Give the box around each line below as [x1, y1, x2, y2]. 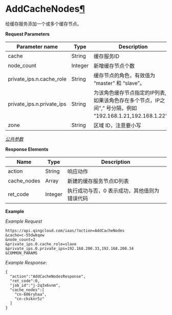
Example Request [5, 218, 42, 224]
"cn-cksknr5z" [14, 296, 45, 301]
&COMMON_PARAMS [5, 250, 38, 256]
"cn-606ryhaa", [14, 291, 47, 297]
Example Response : [5, 259, 47, 265]
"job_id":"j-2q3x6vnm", [10, 283, 60, 288]
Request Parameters [5, 31, 50, 37]
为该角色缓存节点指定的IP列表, [94, 89, 166, 96]
